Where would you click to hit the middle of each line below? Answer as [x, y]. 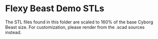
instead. [13, 32]
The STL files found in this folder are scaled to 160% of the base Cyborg [79, 22]
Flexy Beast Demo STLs [55, 9]
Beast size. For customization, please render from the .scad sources [75, 27]
